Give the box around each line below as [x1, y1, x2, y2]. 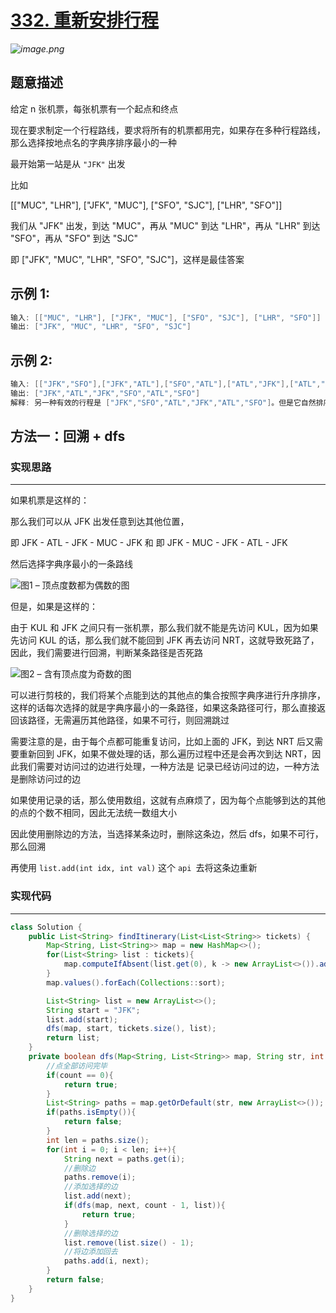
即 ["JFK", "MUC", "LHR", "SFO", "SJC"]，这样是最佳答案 [10, 253, 245, 265]
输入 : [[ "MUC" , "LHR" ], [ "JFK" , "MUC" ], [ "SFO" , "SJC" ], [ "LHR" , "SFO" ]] [10, 312, 322, 323]
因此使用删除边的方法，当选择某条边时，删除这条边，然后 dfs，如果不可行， [10, 828, 324, 840]
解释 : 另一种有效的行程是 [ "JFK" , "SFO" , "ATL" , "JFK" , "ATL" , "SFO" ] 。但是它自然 [10, 397, 317, 408]
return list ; [46, 1033, 101, 1043]
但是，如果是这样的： [10, 601, 98, 613]
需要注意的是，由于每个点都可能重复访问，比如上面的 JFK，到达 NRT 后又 [10, 736, 315, 748]
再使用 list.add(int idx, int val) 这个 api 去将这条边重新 [10, 862, 258, 874]
